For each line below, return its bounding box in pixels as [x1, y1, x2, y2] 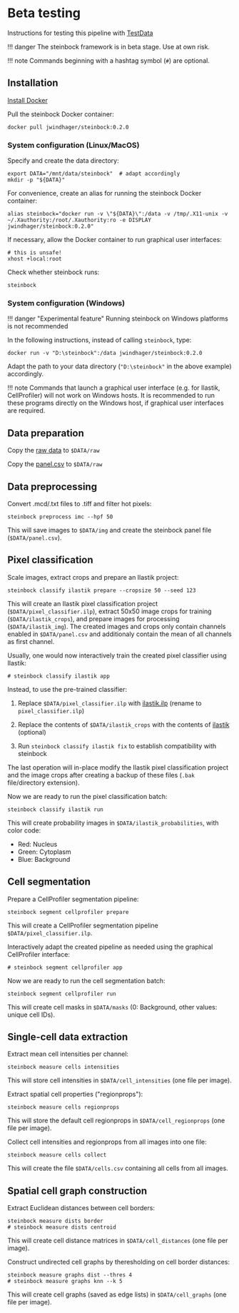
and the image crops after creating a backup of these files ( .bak [7, 770, 195, 779]
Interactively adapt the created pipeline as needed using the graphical [7, 942, 213, 951]
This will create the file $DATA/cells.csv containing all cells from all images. [7, 1164, 228, 1172]
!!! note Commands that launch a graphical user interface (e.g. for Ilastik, [7, 383, 220, 392]
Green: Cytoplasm [17, 847, 71, 856]
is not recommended [7, 322, 68, 331]
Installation [7, 77, 59, 89]
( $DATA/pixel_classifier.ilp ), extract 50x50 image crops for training [7, 607, 212, 615]
